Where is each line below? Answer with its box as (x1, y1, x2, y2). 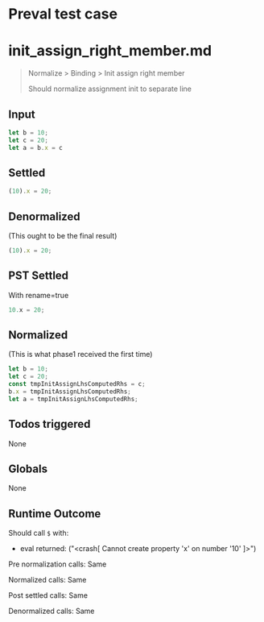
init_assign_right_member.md (8, 42, 212, 60)
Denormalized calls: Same (8, 606, 95, 616)
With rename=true (8, 290, 69, 300)
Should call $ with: (8, 529, 69, 538)
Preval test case (8, 5, 118, 23)
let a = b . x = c (8, 143, 63, 151)
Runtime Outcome (8, 507, 101, 520)
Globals (8, 462, 48, 476)
